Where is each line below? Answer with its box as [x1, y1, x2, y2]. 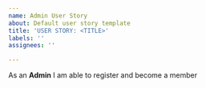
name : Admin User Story [8, 11, 88, 20]
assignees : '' [8, 42, 56, 50]
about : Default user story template [8, 19, 131, 27]
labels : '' [8, 34, 45, 42]
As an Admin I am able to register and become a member [8, 70, 198, 80]
